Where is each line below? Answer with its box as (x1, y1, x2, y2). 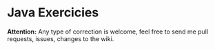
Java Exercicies (7, 5, 99, 21)
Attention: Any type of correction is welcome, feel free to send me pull (7, 27, 209, 36)
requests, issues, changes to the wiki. (7, 34, 114, 42)
